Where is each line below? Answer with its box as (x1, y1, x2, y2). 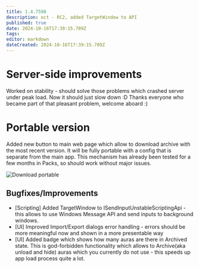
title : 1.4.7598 (6, 8, 46, 15)
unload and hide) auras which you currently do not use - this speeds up (14, 248, 191, 255)
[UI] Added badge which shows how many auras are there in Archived (14, 236, 188, 243)
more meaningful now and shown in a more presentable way (14, 229, 164, 236)
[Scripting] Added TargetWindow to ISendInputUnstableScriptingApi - (14, 204, 186, 211)
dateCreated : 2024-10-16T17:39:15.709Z (6, 42, 105, 48)
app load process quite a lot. (14, 254, 85, 262)
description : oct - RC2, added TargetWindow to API (6, 14, 137, 20)
